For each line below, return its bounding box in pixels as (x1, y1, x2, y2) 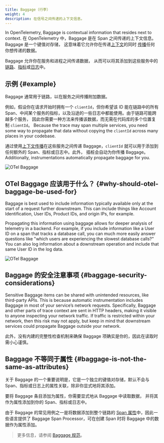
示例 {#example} (5, 80, 57, 88)
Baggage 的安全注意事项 (5, 271, 80, 279)
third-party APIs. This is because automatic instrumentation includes (5, 297, 143, 303)
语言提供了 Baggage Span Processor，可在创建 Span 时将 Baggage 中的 (9, 416, 155, 422)
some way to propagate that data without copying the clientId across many (5, 128, 159, 134)
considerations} (5, 279, 55, 287)
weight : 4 (5, 12, 25, 17)
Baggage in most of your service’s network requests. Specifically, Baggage (5, 302, 156, 308)
